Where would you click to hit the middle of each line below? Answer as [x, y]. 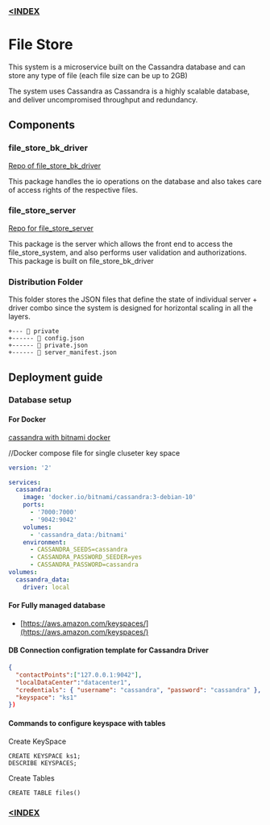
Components [42, 125]
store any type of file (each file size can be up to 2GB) [98, 75]
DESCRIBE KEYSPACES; [43, 763]
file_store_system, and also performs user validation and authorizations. [128, 252]
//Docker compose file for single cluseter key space [94, 452]
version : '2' [30, 468]
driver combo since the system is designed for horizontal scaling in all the [131, 308]
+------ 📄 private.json [48, 346]
